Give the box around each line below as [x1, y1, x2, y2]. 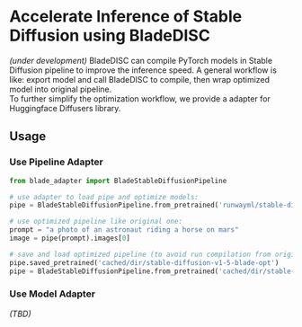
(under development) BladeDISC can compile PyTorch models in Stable [9, 55, 272, 66]
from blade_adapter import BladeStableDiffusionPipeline [9, 176, 227, 185]
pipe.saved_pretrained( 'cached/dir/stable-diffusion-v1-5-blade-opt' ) [9, 258, 280, 267]
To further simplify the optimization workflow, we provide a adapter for [9, 93, 271, 104]
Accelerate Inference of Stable [9, 6, 243, 27]
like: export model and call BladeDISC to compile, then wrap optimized [9, 74, 271, 84]
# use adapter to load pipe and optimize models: [9, 192, 200, 201]
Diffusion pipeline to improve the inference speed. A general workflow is [9, 65, 277, 75]
